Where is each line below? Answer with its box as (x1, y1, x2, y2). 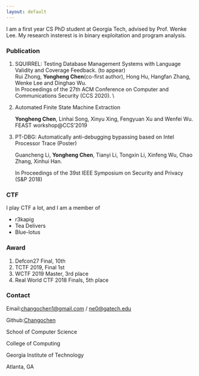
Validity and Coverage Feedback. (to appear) (14, 67, 125, 74)
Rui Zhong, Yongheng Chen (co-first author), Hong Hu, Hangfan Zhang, (14, 73, 191, 80)
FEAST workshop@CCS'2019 (14, 121, 88, 129)
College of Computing (6, 339, 61, 347)
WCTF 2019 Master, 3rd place (14, 270, 88, 277)
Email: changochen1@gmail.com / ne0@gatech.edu (6, 305, 131, 312)
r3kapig (14, 216, 34, 223)
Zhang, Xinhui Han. (14, 157, 63, 165)
